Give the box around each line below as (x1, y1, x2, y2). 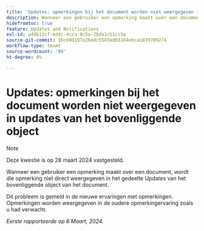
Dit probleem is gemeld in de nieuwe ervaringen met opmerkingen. (6, 193, 174, 200)
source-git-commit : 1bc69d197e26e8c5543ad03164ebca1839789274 (6, 37, 167, 43)
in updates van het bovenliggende (6, 111, 182, 125)
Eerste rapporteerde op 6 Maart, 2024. (6, 217, 104, 225)
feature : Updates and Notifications (6, 26, 99, 32)
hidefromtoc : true (6, 20, 53, 26)
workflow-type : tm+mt (6, 43, 61, 49)
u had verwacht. (6, 205, 47, 213)
